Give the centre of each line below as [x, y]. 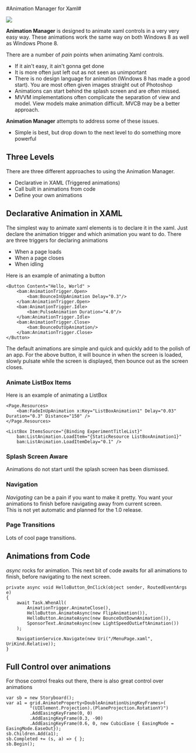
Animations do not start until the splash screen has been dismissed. [88, 470]
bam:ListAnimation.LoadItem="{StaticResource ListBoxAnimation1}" [99, 437]
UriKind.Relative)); [31, 644]
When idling [29, 264]
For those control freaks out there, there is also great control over [85, 681]
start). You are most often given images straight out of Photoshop [93, 85]
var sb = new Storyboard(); [40, 698]
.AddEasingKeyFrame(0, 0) [61, 713]
